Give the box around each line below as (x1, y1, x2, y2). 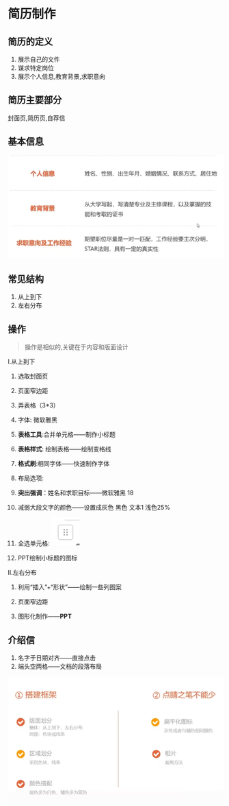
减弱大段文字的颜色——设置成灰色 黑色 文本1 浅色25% (17, 503, 170, 512)
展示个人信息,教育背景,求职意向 (17, 73, 105, 80)
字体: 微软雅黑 (17, 416, 57, 424)
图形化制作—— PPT (17, 612, 72, 621)
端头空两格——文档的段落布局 (17, 662, 102, 670)
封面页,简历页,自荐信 (8, 114, 66, 122)
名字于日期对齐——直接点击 (17, 653, 96, 662)
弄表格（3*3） (17, 401, 60, 410)
